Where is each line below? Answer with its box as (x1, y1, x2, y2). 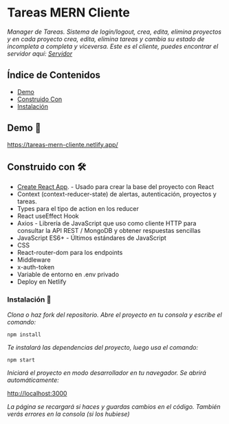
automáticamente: (7, 376, 60, 384)
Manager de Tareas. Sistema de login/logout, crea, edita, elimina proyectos (7, 27, 222, 36)
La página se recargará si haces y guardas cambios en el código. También (7, 402, 221, 410)
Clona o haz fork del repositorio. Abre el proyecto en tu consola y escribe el (7, 311, 222, 319)
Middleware (17, 256, 51, 264)
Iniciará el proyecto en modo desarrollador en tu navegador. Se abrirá (7, 368, 206, 377)
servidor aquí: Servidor (7, 49, 73, 58)
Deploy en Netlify (17, 278, 67, 286)
